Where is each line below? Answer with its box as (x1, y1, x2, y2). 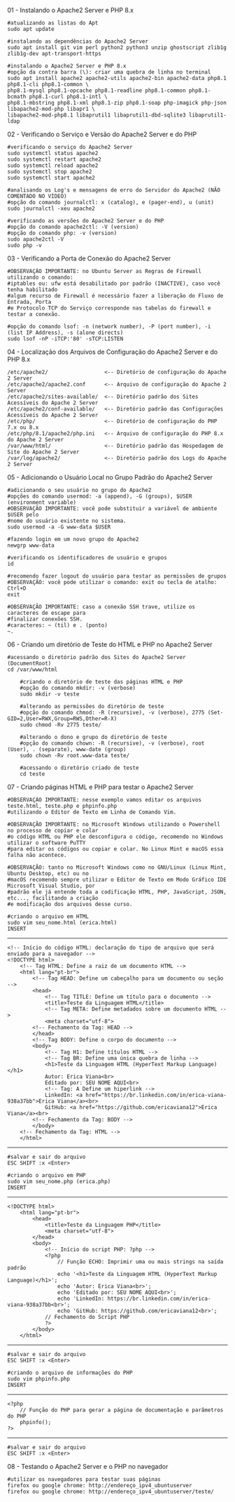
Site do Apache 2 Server (7, 448, 80, 456)
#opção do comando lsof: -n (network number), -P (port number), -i (7, 323, 211, 330)
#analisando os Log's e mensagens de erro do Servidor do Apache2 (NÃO (7, 187, 220, 194)
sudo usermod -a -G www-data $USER (7, 524, 111, 531)
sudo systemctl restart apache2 (7, 156, 101, 163)
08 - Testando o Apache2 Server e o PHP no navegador (7, 1463, 169, 1470)
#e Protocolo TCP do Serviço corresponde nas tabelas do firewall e (7, 305, 211, 312)
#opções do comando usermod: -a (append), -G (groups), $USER (7, 493, 192, 500)
